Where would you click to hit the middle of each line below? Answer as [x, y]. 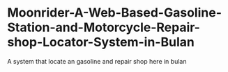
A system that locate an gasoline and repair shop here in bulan [97, 61]
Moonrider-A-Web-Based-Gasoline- [114, 13]
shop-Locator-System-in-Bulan [101, 42]
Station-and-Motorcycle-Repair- [104, 27]
